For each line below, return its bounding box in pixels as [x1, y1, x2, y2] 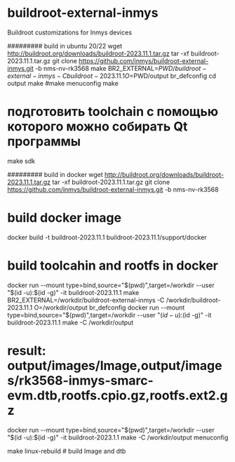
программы [7, 133, 81, 150]
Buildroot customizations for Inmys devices [7, 28, 132, 37]
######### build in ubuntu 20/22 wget [7, 41, 123, 50]
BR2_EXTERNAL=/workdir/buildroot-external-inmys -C [7, 296, 165, 304]
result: [7, 343, 47, 359]
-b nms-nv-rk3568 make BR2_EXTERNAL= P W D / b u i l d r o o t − [34, 64, 207, 72]
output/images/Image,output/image [7, 357, 222, 374]
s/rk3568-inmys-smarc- [7, 372, 154, 388]
